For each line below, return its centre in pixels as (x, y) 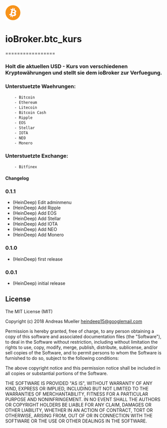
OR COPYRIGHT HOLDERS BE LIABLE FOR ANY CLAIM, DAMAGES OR (78, 405)
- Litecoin (26, 108)
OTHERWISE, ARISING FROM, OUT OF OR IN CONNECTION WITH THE (79, 415)
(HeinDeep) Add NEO (35, 229)
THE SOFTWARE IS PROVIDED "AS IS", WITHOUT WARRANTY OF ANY (79, 383)
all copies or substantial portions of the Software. (56, 373)
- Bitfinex (26, 167)
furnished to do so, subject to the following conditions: (62, 358)
